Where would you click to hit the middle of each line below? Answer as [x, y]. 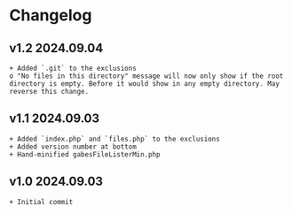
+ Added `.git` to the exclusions [73, 68]
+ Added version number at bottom [73, 147]
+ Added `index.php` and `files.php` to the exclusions [114, 139]
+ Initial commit [41, 202]
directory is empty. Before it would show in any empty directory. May [144, 84]
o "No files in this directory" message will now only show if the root [146, 76]
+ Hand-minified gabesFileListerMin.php [85, 154]
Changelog [51, 15]
